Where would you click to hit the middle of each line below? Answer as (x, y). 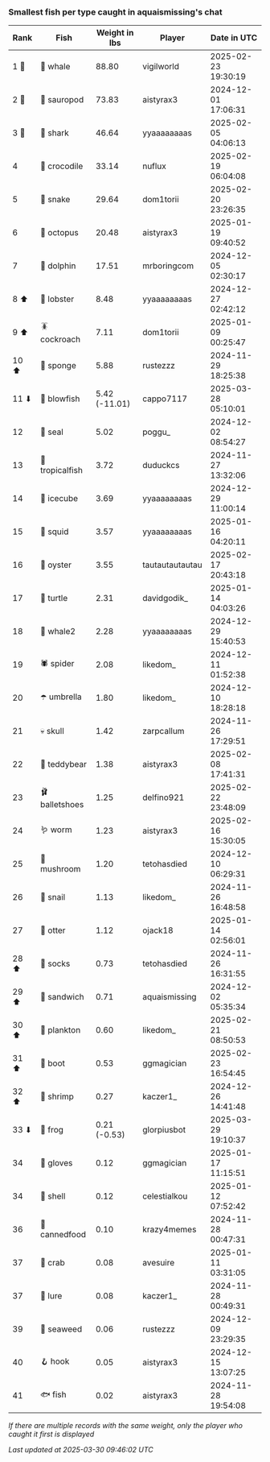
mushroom (60, 869)
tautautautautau (172, 565)
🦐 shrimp (57, 1096)
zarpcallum (163, 731)
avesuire (158, 1263)
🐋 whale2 (58, 632)
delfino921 (163, 797)
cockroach (60, 339)
